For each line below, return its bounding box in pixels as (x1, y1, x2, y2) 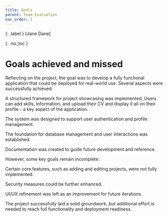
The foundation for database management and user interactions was (5, 131, 148, 137)
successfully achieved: (5, 85, 53, 92)
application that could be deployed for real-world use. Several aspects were (5, 80, 163, 86)
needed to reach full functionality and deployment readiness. (5, 206, 132, 212)
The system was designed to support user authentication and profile (5, 116, 148, 122)
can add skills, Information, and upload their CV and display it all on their (5, 101, 156, 107)
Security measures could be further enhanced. (5, 181, 102, 187)
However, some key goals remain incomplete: (5, 156, 100, 162)
